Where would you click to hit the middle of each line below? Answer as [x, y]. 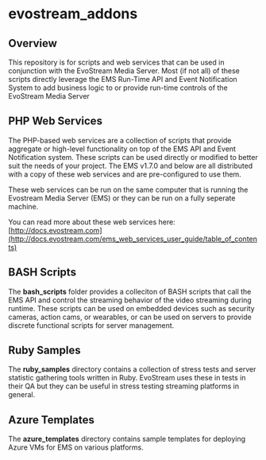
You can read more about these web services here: [92, 222]
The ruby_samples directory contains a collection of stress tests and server [132, 369]
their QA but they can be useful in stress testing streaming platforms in [124, 386]
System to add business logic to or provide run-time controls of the [118, 88]
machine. [23, 206]
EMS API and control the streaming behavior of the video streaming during [130, 300]
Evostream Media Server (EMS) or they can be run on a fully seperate [122, 198]
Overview [33, 43]
